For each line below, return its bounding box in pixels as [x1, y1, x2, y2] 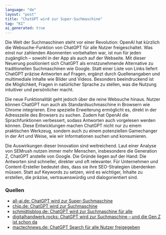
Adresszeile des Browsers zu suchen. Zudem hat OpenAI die [5, 112, 128, 118]
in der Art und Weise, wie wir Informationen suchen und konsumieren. [5, 133, 147, 139]
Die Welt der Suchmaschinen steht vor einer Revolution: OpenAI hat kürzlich [5, 39, 160, 45]
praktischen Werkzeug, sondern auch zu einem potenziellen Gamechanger [5, 128, 158, 134]
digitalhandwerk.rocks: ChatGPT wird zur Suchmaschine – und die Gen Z [12, 214, 161, 220]
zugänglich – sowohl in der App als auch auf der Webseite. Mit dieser [5, 55, 146, 61]
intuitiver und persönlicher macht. [5, 87, 74, 93]
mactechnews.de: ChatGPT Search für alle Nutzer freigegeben [12, 224, 140, 231]
